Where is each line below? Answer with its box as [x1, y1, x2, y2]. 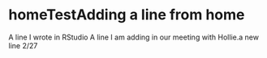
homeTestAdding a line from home [8, 6, 245, 24]
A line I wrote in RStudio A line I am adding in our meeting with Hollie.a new [8, 32, 260, 42]
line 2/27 [8, 40, 38, 50]
